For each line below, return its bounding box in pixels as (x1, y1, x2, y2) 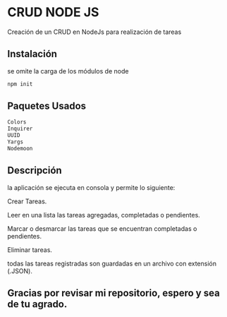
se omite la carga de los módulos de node (7, 66, 129, 75)
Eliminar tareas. (7, 245, 53, 254)
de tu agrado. (7, 298, 68, 311)
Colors (7, 119, 27, 126)
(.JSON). (7, 266, 33, 275)
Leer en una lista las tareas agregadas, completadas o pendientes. (7, 210, 201, 219)
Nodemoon (7, 145, 33, 152)
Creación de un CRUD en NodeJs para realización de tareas (7, 28, 182, 36)
